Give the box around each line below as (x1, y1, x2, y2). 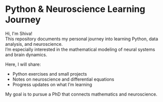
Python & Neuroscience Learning (5, 3, 145, 15)
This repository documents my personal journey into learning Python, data (5, 36, 158, 42)
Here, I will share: (5, 61, 41, 67)
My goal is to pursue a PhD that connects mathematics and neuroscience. (5, 91, 157, 97)
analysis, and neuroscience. (5, 41, 63, 47)
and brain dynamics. (5, 51, 47, 58)
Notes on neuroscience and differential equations (12, 76, 114, 82)
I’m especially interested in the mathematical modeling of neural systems (5, 46, 155, 52)
